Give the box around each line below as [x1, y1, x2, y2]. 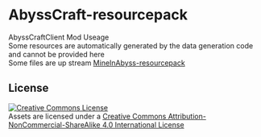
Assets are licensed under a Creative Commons [8, 111, 167, 121]
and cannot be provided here [8, 49, 105, 59]
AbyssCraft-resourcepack [8, 6, 188, 24]
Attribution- [168, 111, 207, 121]
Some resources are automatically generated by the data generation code [8, 40, 254, 50]
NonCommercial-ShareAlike [8, 119, 101, 130]
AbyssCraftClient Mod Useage [8, 32, 110, 42]
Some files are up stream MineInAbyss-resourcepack [8, 58, 185, 68]
